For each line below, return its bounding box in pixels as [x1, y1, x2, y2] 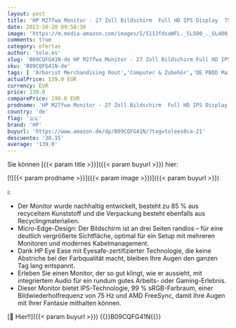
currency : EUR [7, 82, 49, 89]
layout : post [7, 10, 46, 18]
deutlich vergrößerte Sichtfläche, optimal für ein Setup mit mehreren [17, 232, 216, 240]
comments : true [7, 37, 52, 44]
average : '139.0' [7, 141, 58, 148]
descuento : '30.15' [7, 134, 65, 141]
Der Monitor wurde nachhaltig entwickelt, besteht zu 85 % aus [17, 202, 199, 211]
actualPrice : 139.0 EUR [7, 75, 77, 83]
